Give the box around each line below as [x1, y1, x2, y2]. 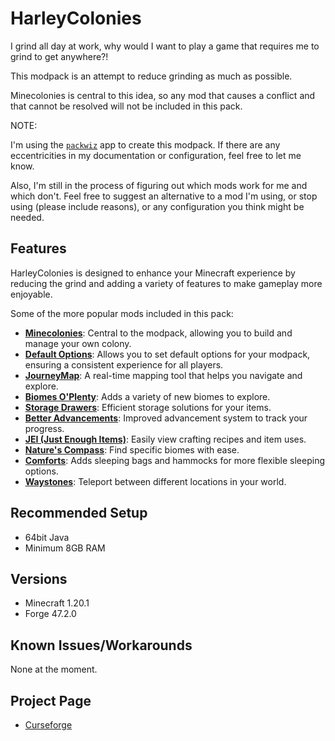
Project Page [10, 692, 92, 709]
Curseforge [24, 719, 73, 731]
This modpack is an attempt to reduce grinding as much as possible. [10, 70, 293, 82]
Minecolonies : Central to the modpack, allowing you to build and [24, 327, 293, 339]
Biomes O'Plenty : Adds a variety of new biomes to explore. [24, 390, 271, 402]
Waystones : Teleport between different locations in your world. [24, 475, 287, 487]
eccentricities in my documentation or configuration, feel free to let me [10, 149, 302, 161]
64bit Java [24, 531, 70, 543]
